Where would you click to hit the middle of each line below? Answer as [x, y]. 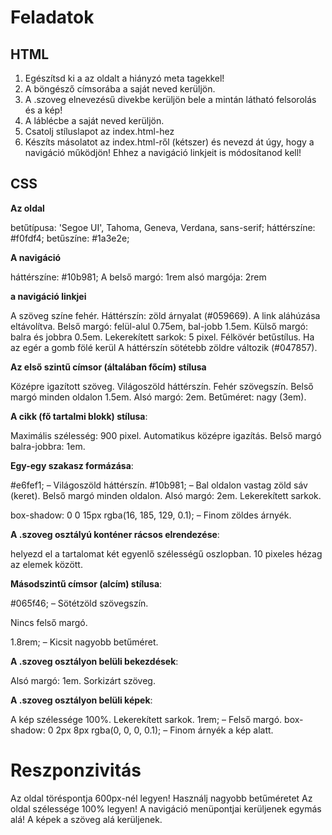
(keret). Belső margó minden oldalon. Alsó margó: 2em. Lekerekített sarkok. [166, 495]
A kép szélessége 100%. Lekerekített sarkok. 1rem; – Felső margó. [146, 719]
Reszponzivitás [76, 770]
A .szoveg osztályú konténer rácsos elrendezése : [115, 534]
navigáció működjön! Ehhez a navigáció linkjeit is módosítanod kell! [163, 152]
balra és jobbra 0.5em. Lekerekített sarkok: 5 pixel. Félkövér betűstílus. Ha [162, 337]
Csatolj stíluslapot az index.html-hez [99, 131]
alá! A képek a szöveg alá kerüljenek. [86, 819]
